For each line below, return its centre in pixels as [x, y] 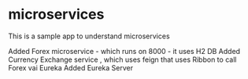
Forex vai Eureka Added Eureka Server [71, 67]
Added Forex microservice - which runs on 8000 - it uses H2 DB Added [124, 51]
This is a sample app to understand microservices [89, 36]
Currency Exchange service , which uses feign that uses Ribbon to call [122, 59]
